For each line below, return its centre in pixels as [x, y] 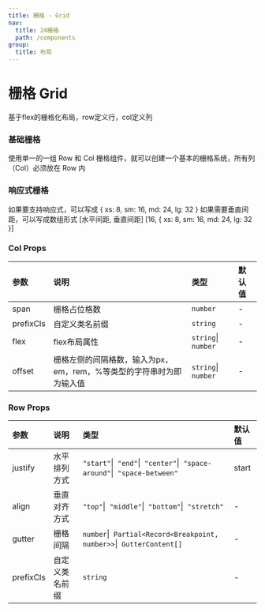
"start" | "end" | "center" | [131, 463]
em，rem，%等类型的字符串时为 [114, 371]
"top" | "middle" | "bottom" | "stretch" [153, 506]
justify [24, 468]
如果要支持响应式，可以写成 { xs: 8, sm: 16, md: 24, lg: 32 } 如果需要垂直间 [129, 209]
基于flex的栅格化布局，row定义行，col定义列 [80, 117]
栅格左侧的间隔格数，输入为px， [113, 359]
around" [97, 473]
